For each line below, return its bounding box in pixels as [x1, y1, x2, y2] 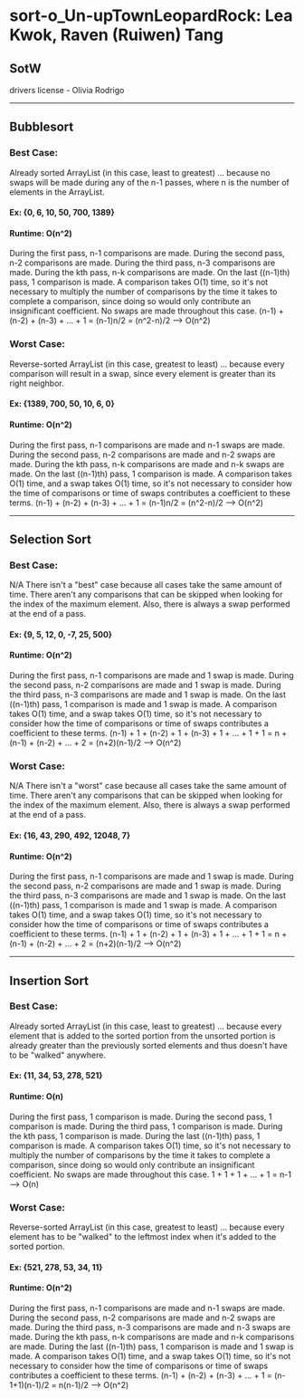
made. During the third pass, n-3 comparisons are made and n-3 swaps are [9, 1321, 291, 1332]
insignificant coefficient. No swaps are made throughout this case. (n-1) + [9, 305, 285, 317]
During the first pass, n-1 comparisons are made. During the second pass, [9, 248, 285, 259]
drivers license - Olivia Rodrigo [9, 85, 125, 95]
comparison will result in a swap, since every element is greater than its [9, 368, 276, 378]
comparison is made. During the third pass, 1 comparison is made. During [9, 1120, 283, 1132]
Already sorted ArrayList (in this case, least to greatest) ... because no [9, 167, 271, 177]
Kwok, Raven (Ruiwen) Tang [9, 24, 224, 45]
